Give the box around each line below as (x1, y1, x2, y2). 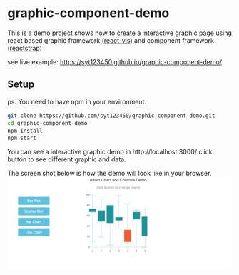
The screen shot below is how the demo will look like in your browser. (7, 169, 212, 178)
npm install (7, 127, 43, 134)
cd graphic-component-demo (7, 119, 88, 126)
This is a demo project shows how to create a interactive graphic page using (7, 29, 232, 37)
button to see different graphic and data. (7, 155, 126, 164)
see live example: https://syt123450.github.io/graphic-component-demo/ (7, 57, 223, 66)
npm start (7, 134, 37, 142)
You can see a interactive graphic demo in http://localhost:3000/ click (7, 148, 213, 156)
